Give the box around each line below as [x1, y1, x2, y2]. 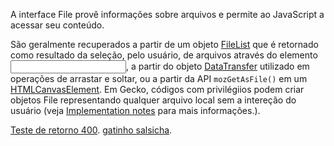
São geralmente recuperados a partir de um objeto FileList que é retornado [10, 39, 319, 50]
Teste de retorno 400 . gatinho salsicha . [10, 124, 173, 136]
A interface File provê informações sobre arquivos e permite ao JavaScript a [10, 9, 325, 20]
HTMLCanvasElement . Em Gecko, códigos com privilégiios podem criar [10, 84, 305, 95]
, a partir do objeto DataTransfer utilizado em [126, 60, 310, 72]
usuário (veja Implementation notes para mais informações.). [10, 105, 261, 116]
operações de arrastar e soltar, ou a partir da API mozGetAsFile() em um [10, 73, 308, 84]
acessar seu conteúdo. [10, 19, 105, 31]
